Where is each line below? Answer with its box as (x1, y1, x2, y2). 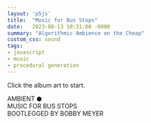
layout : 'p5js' (7, 10, 51, 17)
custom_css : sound (7, 36, 61, 43)
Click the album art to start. (7, 81, 86, 89)
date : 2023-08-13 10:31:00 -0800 (7, 23, 111, 30)
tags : (7, 42, 23, 49)
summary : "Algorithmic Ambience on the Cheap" (7, 29, 145, 37)
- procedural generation (7, 62, 79, 69)
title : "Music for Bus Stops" (7, 17, 98, 24)
